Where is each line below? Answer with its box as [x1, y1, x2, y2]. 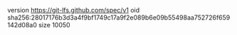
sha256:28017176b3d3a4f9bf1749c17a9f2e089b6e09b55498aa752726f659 [7, 13, 231, 22]
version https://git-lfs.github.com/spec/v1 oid [7, 6, 140, 14]
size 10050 [38, 21, 70, 29]
